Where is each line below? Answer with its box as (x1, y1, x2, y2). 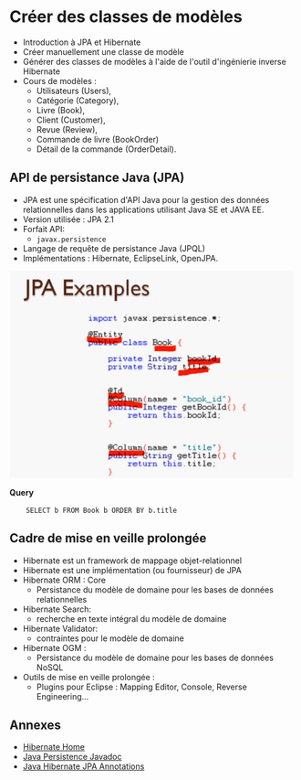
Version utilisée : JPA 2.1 (22, 213, 114, 225)
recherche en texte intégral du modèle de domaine (36, 613, 227, 624)
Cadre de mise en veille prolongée (9, 530, 207, 546)
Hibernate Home (22, 742, 85, 753)
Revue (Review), (36, 123, 99, 134)
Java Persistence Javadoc (22, 752, 122, 763)
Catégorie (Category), (36, 94, 119, 106)
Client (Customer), (36, 114, 107, 125)
